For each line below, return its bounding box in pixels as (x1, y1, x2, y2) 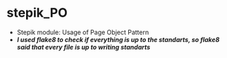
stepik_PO (6, 5, 68, 21)
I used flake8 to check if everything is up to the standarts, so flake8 (16, 35, 220, 43)
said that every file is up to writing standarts (16, 43, 151, 51)
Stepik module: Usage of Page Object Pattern (16, 28, 149, 36)
